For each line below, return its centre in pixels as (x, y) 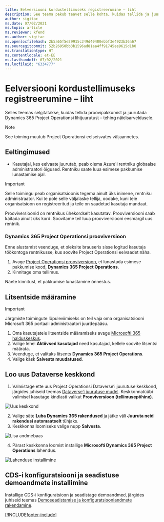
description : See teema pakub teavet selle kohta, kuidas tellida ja (77, 14)
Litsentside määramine (41, 297)
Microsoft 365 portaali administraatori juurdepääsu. (57, 323)
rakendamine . (19, 505)
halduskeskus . (27, 338)
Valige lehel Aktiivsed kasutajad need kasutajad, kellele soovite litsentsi (85, 343)
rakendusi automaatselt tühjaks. (45, 421)
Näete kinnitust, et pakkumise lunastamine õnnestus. (58, 282)
